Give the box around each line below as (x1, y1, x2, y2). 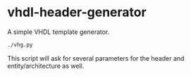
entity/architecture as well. (7, 61, 85, 70)
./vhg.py (7, 41, 33, 48)
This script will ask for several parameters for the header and (7, 54, 185, 62)
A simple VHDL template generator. (7, 28, 110, 36)
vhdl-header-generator (7, 4, 147, 20)
